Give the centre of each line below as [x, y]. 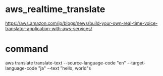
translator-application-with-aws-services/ [49, 28]
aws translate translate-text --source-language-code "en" [66, 63]
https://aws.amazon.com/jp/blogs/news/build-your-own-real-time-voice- [82, 23]
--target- [136, 63]
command [27, 49]
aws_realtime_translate [55, 9]
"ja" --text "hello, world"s [65, 68]
